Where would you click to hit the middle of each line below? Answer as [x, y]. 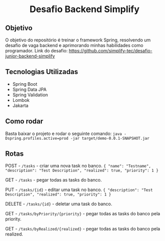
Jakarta [20, 105]
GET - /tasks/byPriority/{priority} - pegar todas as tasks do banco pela [83, 214]
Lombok [21, 100]
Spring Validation [30, 95]
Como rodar [24, 121]
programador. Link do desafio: [36, 51]
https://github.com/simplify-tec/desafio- [110, 51]
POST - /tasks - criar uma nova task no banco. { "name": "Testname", [78, 166]
